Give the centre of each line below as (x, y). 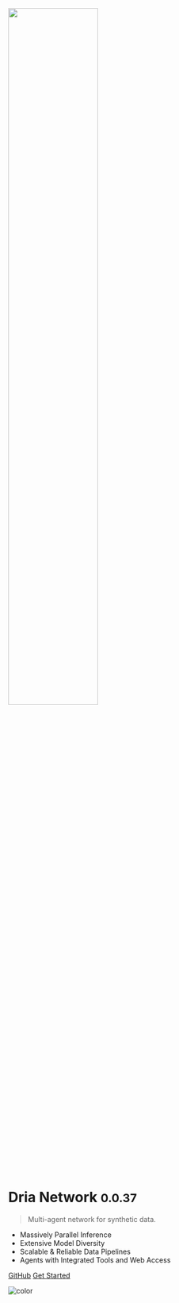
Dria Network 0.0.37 (72, 1197)
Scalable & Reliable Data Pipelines (75, 1251)
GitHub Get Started (39, 1275)
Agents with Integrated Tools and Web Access (95, 1260)
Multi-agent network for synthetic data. (91, 1219)
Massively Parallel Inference (66, 1235)
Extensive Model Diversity (62, 1243)
